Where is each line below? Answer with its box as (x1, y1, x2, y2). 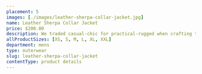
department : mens (6, 42, 50, 48)
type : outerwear (6, 48, 47, 54)
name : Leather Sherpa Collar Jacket (6, 20, 98, 26)
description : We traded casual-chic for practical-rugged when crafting (6, 31, 192, 37)
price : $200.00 (6, 25, 44, 32)
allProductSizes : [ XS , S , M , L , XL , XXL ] (6, 36, 112, 42)
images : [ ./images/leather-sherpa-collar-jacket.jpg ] (6, 14, 144, 20)
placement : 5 (6, 8, 39, 15)
